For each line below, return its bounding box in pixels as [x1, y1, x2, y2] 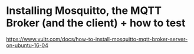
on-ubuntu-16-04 [6, 42, 48, 49]
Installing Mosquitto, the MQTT [6, 4, 162, 17]
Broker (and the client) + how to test [6, 16, 186, 30]
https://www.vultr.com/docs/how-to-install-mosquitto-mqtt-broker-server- [6, 35, 188, 42]
